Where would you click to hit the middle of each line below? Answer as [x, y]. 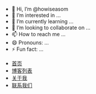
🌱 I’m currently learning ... [42, 21]
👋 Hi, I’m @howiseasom [40, 9]
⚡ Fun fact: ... [27, 49]
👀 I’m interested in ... [36, 15]
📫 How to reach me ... [38, 34]
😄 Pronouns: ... [30, 43]
